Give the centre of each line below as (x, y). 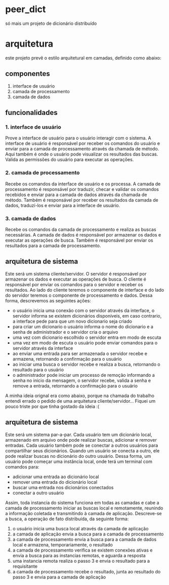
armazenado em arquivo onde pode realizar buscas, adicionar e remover (81, 440)
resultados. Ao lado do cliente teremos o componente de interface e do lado (85, 290)
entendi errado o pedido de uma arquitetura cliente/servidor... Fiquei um (80, 401)
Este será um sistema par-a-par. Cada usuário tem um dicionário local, (79, 435)
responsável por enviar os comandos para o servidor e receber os (74, 284)
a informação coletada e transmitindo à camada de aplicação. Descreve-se (83, 513)
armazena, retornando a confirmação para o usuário (67, 359)
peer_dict (26, 9)
